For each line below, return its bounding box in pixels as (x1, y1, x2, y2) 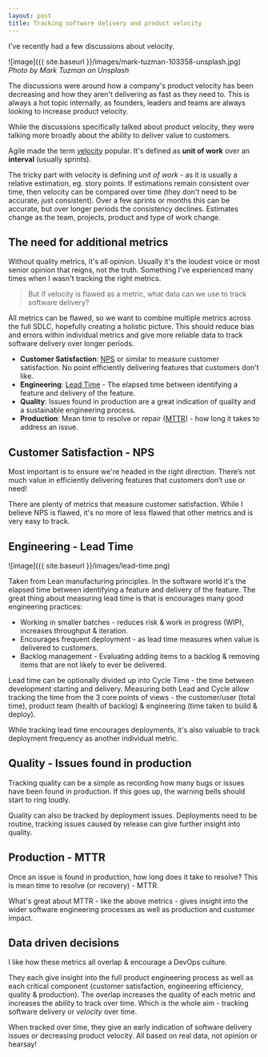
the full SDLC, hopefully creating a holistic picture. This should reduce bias (8, 322, 254, 332)
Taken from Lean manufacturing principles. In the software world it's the (8, 576, 246, 585)
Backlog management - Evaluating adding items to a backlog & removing (19, 651, 260, 661)
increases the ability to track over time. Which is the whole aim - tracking (8, 999, 249, 1008)
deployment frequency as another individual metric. (8, 733, 178, 743)
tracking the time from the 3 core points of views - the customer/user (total (8, 692, 256, 701)
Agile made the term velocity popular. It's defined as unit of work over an (8, 146, 250, 155)
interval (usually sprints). (8, 154, 92, 164)
